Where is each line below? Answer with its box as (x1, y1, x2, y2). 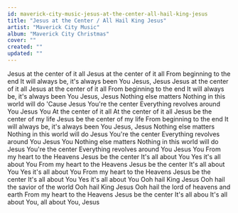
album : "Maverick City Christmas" (7, 30, 110, 38)
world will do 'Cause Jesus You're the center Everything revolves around (7, 99, 220, 108)
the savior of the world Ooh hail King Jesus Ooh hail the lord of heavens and (7, 182, 231, 191)
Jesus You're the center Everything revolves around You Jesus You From (7, 145, 222, 153)
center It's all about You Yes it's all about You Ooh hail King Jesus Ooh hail (7, 175, 225, 183)
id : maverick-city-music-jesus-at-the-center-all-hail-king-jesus (7, 10, 208, 18)
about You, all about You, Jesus (7, 197, 100, 206)
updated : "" (7, 50, 43, 58)
